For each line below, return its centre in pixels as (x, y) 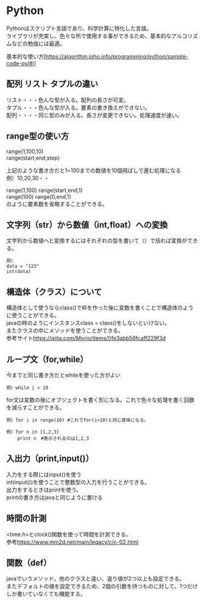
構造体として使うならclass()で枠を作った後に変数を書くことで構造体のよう (100, 308)
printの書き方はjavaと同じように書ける (55, 497)
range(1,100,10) (25, 151)
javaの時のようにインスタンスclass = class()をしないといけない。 (88, 323)
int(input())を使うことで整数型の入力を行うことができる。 (78, 482)
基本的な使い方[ (26, 56)
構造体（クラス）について (54, 292)
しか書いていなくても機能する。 (46, 594)
